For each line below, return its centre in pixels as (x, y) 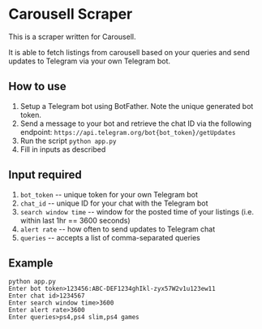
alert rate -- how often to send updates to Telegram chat (118, 229)
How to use (37, 87)
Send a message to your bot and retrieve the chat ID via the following (136, 123)
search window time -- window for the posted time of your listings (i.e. (137, 211)
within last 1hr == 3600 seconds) (75, 220)
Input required (45, 175)
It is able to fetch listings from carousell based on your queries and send (129, 52)
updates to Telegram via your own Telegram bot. (90, 61)
